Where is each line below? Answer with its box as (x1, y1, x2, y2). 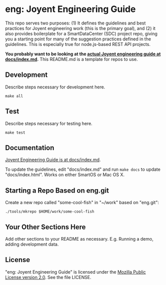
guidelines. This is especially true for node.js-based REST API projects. (5, 41, 151, 47)
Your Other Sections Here (5, 223, 86, 231)
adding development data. (5, 241, 59, 247)
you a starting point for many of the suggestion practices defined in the (5, 36, 152, 42)
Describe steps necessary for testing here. (5, 120, 93, 126)
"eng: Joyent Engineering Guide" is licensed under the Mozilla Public (5, 269, 146, 275)
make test (5, 130, 26, 135)
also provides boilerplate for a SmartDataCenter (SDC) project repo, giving (5, 30, 158, 36)
